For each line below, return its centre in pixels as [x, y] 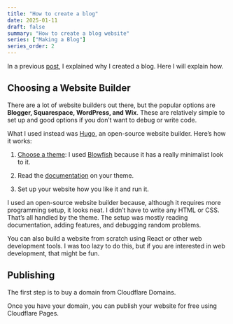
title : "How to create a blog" [53, 14]
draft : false [26, 27]
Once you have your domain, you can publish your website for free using [112, 306]
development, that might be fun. [54, 253]
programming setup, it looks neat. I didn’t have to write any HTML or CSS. [113, 210]
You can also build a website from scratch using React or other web [105, 238]
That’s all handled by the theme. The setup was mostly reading [98, 217]
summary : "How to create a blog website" [69, 33]
